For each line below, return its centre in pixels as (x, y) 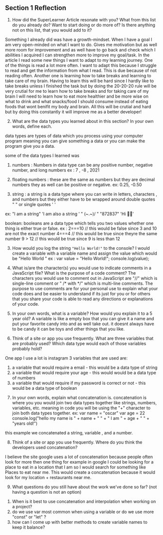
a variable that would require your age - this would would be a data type (84, 372)
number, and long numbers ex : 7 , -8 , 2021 (56, 170)
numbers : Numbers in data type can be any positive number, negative (82, 165)
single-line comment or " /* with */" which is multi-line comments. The (82, 283)
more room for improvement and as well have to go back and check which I (80, 50)
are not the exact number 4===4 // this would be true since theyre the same (81, 233)
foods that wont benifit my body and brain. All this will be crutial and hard (78, 106)
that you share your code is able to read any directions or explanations (82, 299)
